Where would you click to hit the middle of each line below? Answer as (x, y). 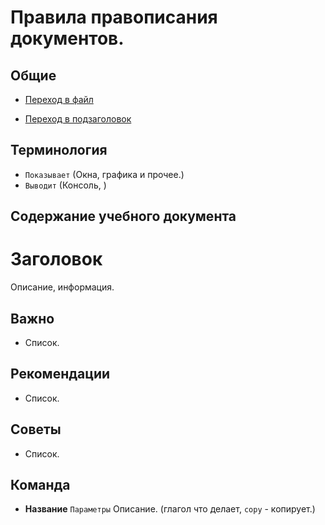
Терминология (59, 150)
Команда (40, 484)
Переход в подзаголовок (78, 119)
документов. (67, 38)
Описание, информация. (62, 287)
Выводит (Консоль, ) (65, 185)
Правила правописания (114, 17)
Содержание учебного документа (123, 216)
